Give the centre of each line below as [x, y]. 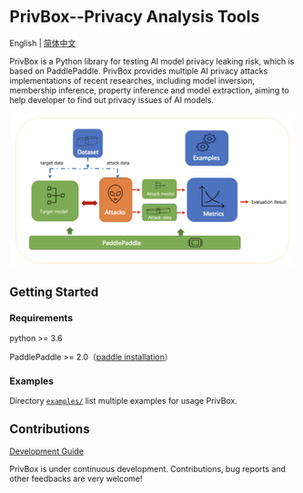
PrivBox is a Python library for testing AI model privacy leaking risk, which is [152, 61]
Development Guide [47, 451]
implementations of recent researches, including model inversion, [132, 80]
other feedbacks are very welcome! [76, 478]
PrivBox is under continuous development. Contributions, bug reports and [148, 468]
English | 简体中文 [43, 43]
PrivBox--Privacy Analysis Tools [135, 17]
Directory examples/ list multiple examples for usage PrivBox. [124, 400]
